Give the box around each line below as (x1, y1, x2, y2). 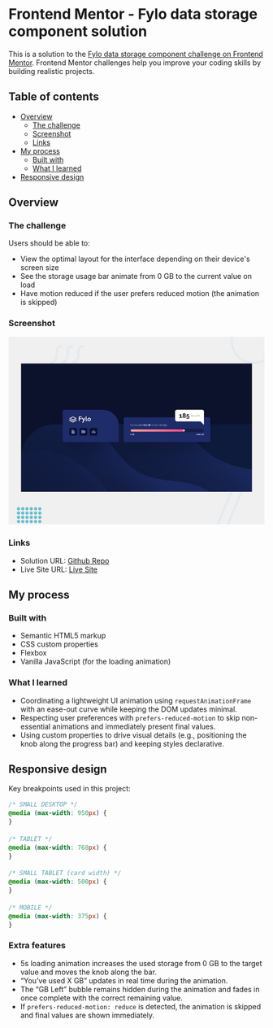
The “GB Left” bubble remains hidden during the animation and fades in (19, 984, 260, 994)
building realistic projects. (8, 66, 95, 76)
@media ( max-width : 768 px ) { (8, 843, 107, 852)
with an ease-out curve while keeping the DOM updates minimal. (19, 704, 237, 714)
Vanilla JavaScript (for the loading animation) (19, 656, 171, 667)
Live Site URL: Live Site (19, 564, 98, 574)
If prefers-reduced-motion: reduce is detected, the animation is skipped (19, 1001, 262, 1011)
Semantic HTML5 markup (19, 631, 106, 641)
